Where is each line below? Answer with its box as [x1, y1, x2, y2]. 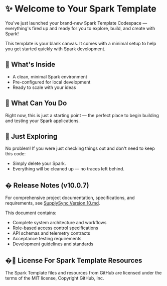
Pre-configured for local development [12, 79, 91, 85]
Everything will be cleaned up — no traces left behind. [12, 166, 124, 172]
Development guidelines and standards [12, 241, 94, 247]
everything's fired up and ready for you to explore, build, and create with [5, 25, 155, 31]
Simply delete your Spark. [12, 160, 66, 166]
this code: [5, 151, 26, 157]
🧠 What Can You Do [5, 99, 67, 108]
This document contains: [5, 210, 57, 216]
